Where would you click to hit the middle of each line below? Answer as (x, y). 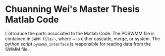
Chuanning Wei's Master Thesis (73, 9)
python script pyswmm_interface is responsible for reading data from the (78, 44)
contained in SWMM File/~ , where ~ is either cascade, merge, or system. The (82, 39)
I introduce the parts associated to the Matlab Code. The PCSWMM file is (80, 33)
